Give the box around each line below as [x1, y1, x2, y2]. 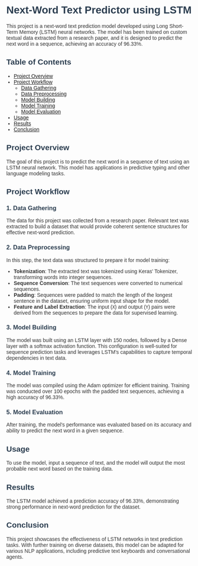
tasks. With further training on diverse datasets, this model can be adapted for [6, 542, 184, 548]
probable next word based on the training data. [6, 465, 113, 472]
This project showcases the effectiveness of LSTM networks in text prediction [6, 536, 183, 542]
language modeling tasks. [6, 170, 66, 177]
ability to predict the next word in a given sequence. [6, 427, 124, 434]
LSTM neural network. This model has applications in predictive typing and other [6, 164, 190, 171]
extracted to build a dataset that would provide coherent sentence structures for [6, 223, 188, 230]
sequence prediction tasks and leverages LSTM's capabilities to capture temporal [6, 348, 193, 355]
